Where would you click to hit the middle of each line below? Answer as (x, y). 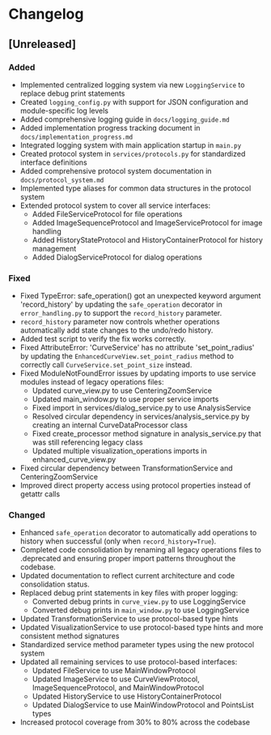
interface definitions (53, 162)
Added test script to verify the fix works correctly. (103, 339)
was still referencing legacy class (87, 442)
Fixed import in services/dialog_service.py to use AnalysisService (142, 408)
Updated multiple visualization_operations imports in (120, 451)
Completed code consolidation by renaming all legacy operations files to (140, 550)
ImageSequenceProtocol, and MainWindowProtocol (118, 688)
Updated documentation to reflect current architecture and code (127, 576)
